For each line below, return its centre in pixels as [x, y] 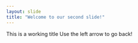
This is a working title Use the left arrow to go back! [69, 34]
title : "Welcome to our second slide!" [56, 17]
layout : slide [24, 11]
